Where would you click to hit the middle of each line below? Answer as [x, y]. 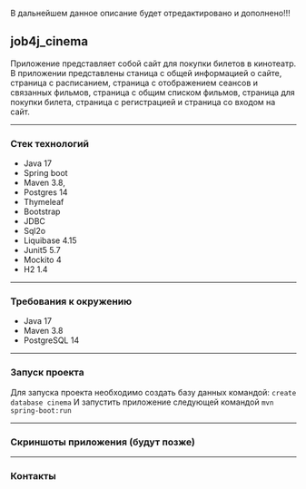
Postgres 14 [45, 192]
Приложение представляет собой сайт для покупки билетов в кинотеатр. [153, 64]
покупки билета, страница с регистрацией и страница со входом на [143, 102]
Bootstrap [42, 211]
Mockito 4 [42, 260]
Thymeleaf [44, 202]
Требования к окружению [71, 301]
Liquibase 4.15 [50, 240]
